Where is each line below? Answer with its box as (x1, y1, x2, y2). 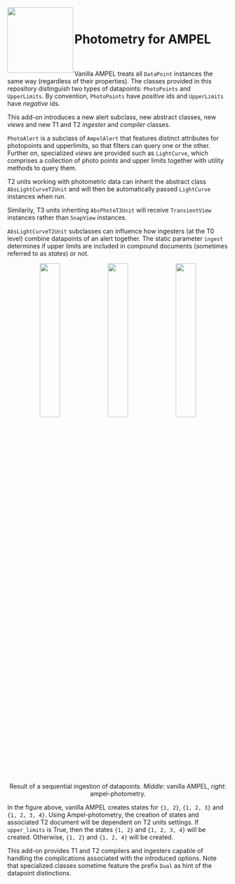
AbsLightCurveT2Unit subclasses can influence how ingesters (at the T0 (7, 227, 215, 235)
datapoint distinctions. (7, 869, 72, 877)
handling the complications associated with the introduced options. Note (7, 854, 217, 862)
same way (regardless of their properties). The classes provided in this (7, 76, 212, 85)
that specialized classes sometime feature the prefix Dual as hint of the (7, 861, 213, 869)
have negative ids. (7, 99, 61, 107)
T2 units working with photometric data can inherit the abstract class (7, 177, 207, 185)
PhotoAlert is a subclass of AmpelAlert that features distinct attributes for (7, 133, 220, 142)
